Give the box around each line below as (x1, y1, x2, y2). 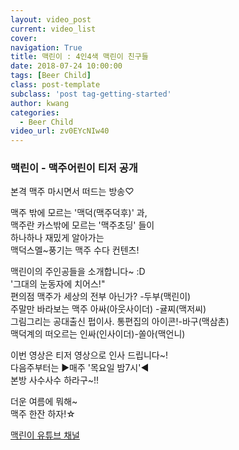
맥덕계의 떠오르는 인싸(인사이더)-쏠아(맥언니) (10, 328, 186, 340)
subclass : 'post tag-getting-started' (10, 89, 172, 99)
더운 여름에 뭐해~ (10, 396, 78, 408)
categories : (10, 107, 60, 118)
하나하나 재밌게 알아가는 (10, 232, 105, 244)
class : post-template (10, 80, 101, 90)
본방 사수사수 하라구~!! (10, 374, 100, 386)
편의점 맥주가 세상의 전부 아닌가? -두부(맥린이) (10, 291, 192, 303)
